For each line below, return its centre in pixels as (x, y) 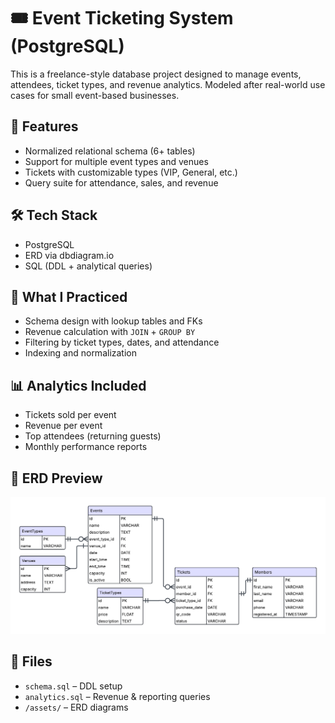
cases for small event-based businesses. (95, 95)
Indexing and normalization (81, 353)
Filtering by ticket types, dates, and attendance (122, 342)
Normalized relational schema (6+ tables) (110, 151)
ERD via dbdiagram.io (69, 255)
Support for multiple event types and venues (116, 161)
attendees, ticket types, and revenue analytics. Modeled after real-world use (168, 84)
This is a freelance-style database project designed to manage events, (156, 74)
